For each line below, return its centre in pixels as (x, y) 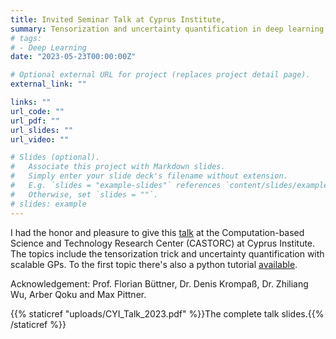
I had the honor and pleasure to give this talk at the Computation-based (157, 232)
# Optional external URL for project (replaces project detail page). (160, 75)
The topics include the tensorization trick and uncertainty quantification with (167, 253)
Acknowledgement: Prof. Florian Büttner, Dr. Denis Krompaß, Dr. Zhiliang (159, 283)
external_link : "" (48, 84)
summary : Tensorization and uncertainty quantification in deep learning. (169, 29)
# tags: (26, 38)
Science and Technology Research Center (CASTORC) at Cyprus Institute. (163, 243)
